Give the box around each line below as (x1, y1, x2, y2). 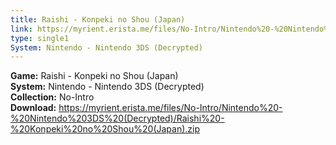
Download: (10, 102, 57, 114)
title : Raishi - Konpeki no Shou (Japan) (10, 14, 186, 25)
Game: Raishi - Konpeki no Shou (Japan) (10, 70, 179, 82)
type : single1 (10, 33, 70, 43)
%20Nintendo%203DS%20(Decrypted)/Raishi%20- (10, 112, 225, 125)
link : (10, 24, 33, 34)
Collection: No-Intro (10, 91, 95, 103)
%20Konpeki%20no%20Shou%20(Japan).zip (10, 123, 201, 135)
